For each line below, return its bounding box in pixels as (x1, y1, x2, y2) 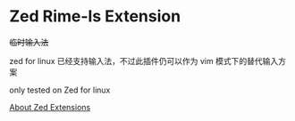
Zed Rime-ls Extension (9, 6, 181, 27)
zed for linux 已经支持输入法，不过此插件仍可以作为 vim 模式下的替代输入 (9, 55, 279, 66)
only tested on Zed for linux (9, 85, 111, 95)
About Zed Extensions (9, 101, 91, 112)
